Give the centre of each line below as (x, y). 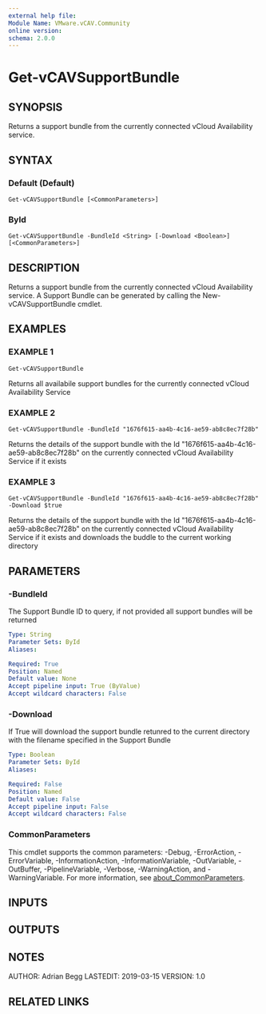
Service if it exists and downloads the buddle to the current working (120, 537)
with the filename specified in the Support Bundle (90, 740)
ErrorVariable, (31, 860)
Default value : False (44, 799)
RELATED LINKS (49, 1002)
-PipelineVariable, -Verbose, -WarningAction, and (125, 869)
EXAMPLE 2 (32, 412)
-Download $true (35, 505)
